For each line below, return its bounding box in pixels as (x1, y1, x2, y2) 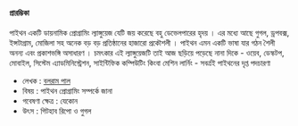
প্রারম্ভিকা (9, 7, 29, 18)
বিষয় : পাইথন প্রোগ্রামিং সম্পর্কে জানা (21, 86, 113, 97)
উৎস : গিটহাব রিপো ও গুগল (21, 105, 92, 116)
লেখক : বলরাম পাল (21, 76, 71, 87)
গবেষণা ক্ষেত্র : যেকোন (21, 96, 79, 106)
